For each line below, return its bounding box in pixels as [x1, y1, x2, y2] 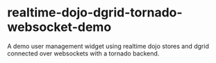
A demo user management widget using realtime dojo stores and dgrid [7, 42, 210, 50]
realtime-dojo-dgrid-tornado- [7, 5, 183, 21]
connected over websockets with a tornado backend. [7, 49, 160, 58]
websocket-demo [7, 19, 112, 35]
